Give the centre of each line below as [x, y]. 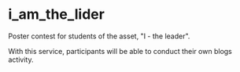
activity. [21, 59]
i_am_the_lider [56, 14]
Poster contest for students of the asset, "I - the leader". [99, 36]
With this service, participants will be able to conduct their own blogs [120, 51]
